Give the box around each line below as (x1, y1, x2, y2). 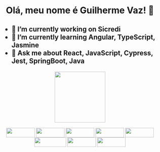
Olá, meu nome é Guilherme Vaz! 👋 (6, 5, 154, 16)
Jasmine (11, 41, 39, 49)
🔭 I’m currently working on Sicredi (11, 25, 121, 34)
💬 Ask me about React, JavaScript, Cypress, (11, 48, 153, 57)
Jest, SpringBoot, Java (11, 56, 85, 65)
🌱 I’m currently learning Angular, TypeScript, (11, 33, 155, 41)
